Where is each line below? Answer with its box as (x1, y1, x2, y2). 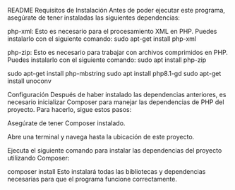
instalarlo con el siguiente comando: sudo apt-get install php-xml (7, 34, 196, 43)
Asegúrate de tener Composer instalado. (7, 119, 126, 127)
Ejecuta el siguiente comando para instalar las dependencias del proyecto (7, 146, 222, 154)
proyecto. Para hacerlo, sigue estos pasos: (7, 106, 132, 113)
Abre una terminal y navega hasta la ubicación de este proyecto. (7, 133, 195, 141)
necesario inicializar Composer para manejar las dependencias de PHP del (7, 98, 224, 106)
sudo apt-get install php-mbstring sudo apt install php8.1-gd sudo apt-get (7, 70, 222, 77)
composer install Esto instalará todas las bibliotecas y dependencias (7, 167, 206, 175)
